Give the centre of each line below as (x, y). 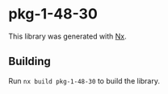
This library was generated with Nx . (67, 36)
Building (29, 61)
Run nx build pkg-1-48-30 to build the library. (84, 80)
